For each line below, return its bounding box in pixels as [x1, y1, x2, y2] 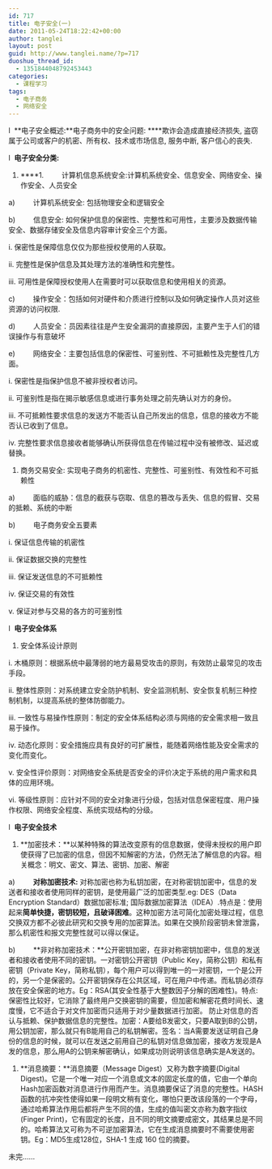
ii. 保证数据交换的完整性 [8, 555, 87, 565]
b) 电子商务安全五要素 [8, 520, 97, 530]
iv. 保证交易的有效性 [8, 589, 75, 599]
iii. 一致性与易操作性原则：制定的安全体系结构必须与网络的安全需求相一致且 [8, 713, 259, 723]
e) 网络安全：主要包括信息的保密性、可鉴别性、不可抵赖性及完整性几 [8, 349, 253, 359]
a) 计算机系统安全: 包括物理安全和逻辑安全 [8, 198, 165, 208]
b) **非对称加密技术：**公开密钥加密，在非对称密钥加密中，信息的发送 [8, 945, 261, 955]
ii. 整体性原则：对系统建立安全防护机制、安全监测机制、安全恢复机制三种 [8, 685, 250, 695]
